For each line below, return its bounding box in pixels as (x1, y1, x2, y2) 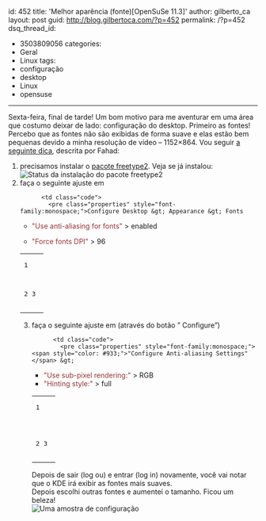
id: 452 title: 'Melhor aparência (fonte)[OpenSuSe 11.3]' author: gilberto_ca (8, 7, 251, 16)
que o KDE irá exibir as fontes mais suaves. (31, 479, 173, 488)
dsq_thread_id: (8, 24, 57, 33)
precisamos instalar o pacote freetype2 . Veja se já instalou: (19, 162, 214, 170)
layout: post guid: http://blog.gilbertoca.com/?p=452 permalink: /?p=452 (8, 15, 245, 25)
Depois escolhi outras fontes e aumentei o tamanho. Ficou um (31, 487, 234, 496)
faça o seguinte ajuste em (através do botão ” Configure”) (31, 320, 220, 330)
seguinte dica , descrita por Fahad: (8, 146, 120, 155)
